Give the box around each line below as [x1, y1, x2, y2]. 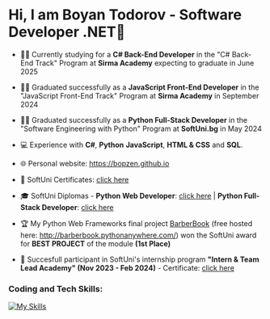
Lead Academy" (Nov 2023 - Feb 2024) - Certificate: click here [19, 262, 234, 272]
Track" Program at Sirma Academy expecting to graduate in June [35, 58, 255, 68]
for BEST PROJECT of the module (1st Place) [19, 238, 171, 248]
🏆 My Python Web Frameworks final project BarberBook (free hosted [19, 218, 253, 228]
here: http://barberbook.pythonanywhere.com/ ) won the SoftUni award [19, 230, 257, 240]
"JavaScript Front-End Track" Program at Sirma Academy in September [19, 90, 259, 100]
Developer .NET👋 [8, 23, 126, 41]
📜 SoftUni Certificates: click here [19, 174, 129, 184]
